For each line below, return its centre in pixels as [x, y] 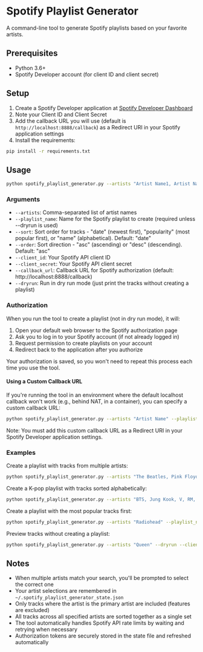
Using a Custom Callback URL [44, 382]
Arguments [23, 200]
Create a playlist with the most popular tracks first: [69, 511]
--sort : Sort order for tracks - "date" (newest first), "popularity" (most [102, 232]
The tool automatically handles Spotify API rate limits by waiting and [99, 623]
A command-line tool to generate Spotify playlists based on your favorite [97, 28]
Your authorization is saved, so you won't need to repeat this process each [99, 361]
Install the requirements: [45, 140]
